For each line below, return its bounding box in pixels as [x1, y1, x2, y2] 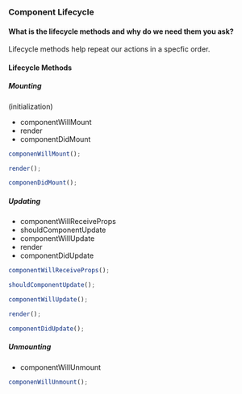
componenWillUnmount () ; [8, 378, 89, 386]
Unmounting [8, 342, 52, 352]
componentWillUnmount [19, 362, 102, 372]
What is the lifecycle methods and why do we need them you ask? [8, 27, 234, 36]
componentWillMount [19, 117, 92, 126]
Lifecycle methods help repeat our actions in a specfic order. [8, 44, 211, 54]
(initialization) [8, 102, 54, 111]
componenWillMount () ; [8, 150, 81, 158]
